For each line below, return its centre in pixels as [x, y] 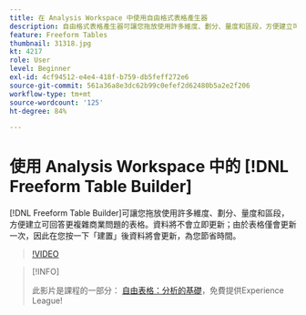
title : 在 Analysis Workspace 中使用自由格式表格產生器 [108, 18]
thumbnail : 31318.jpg [51, 43]
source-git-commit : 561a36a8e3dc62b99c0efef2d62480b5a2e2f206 [130, 86]
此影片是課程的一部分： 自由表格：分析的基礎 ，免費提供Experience [158, 290]
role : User [30, 60]
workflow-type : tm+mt [51, 94]
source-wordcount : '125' [56, 102]
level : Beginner [40, 69]
